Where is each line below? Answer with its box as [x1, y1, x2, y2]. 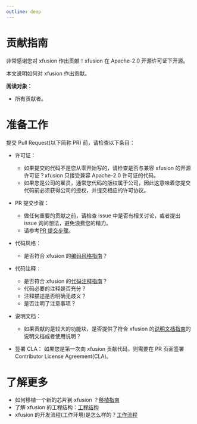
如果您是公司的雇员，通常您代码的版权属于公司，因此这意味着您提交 [23, 179, 191, 186]
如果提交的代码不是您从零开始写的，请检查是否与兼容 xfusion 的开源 [23, 164, 192, 172]
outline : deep [6, 8, 42, 15]
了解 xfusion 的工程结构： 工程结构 [14, 404, 99, 411]
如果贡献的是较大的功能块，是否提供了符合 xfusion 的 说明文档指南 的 [23, 325, 192, 332]
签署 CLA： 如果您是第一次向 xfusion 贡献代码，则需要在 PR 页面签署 [14, 345, 185, 352]
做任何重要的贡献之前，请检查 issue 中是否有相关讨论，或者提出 [23, 212, 181, 219]
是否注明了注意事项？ [23, 300, 76, 307]
